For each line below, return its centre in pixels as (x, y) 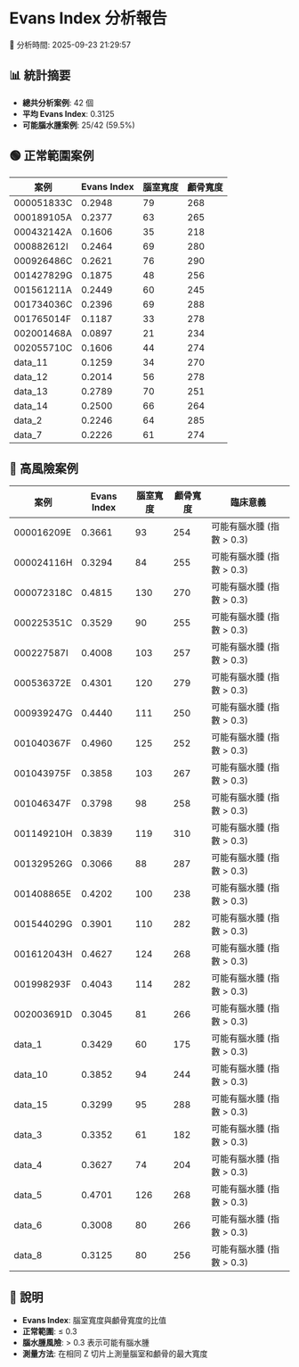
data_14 (31, 405)
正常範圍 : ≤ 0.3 (49, 1331)
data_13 (31, 391)
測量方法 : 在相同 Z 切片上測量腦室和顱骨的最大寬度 (115, 1354)
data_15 (31, 1105)
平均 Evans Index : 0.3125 (68, 113)
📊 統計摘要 (40, 75)
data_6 (28, 1225)
